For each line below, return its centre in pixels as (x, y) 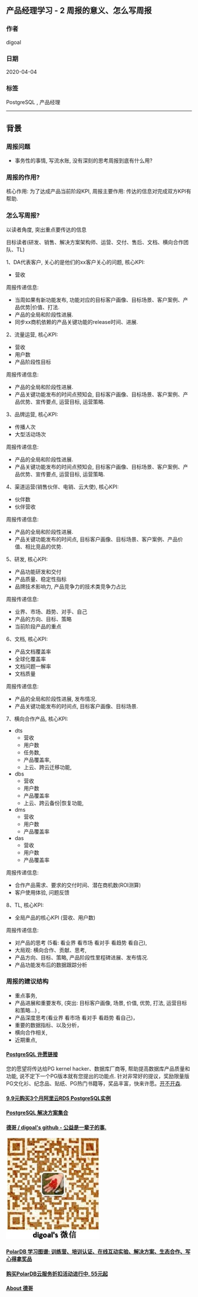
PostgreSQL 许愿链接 (32, 1055)
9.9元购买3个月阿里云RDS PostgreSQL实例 (58, 1098)
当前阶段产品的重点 (38, 626)
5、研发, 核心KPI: (27, 559)
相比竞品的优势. (44, 546)
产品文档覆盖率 (33, 651)
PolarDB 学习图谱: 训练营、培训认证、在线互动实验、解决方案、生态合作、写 (98, 1251)
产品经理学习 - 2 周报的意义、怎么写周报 (79, 11)
